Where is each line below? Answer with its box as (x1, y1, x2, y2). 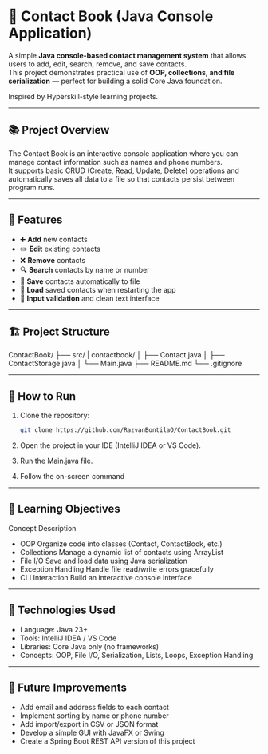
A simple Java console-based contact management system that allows (8, 50, 246, 60)
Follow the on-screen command (19, 472, 125, 481)
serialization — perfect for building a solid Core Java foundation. (8, 76, 223, 86)
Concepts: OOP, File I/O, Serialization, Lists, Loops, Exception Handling (19, 650, 254, 660)
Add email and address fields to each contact (19, 702, 170, 712)
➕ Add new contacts (19, 234, 88, 244)
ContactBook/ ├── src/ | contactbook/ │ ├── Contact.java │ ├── (8, 350, 225, 360)
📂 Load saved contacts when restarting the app (19, 285, 177, 294)
